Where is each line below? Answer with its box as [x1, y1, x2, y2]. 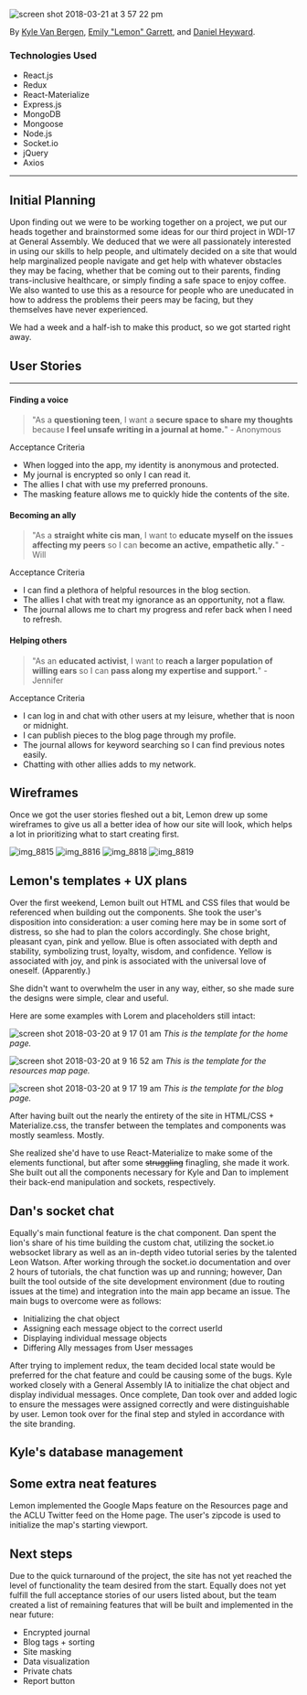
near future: [9, 1609, 55, 1620]
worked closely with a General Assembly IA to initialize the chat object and [9, 1379, 291, 1390]
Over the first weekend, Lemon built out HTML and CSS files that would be [9, 897, 291, 909]
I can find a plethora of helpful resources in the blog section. [22, 585, 251, 596]
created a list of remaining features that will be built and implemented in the [9, 1599, 294, 1610]
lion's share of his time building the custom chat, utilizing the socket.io [9, 1237, 274, 1248]
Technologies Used [9, 48, 98, 61]
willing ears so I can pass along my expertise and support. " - [31, 665, 268, 676]
